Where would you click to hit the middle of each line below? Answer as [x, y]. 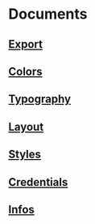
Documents [48, 14]
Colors [25, 71]
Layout [26, 127]
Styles [25, 155]
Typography [39, 99]
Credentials [38, 182]
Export [25, 44]
